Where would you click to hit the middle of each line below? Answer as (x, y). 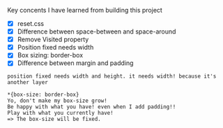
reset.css (30, 23)
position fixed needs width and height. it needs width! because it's (112, 76)
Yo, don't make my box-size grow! (57, 101)
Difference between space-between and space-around (97, 31)
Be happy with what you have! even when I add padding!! (92, 107)
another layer (28, 83)
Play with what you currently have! (60, 113)
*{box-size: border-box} (43, 95)
